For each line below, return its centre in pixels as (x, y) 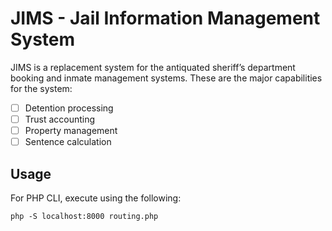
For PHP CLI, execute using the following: (96, 198)
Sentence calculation (68, 142)
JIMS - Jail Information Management (165, 18)
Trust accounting (60, 119)
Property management (71, 131)
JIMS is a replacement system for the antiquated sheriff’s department (153, 67)
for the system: (41, 88)
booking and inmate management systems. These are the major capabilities (166, 78)
